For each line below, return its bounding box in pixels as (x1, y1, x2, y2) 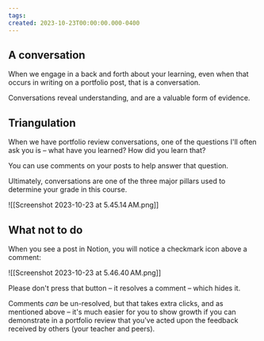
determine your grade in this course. (8, 185, 128, 194)
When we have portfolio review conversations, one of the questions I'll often (8, 137, 257, 147)
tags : (8, 11, 26, 20)
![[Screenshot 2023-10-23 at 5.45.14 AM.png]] (8, 200, 159, 210)
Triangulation (8, 116, 76, 129)
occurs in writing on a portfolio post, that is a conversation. (8, 78, 201, 87)
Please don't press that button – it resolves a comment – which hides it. (8, 283, 241, 293)
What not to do (8, 223, 83, 236)
